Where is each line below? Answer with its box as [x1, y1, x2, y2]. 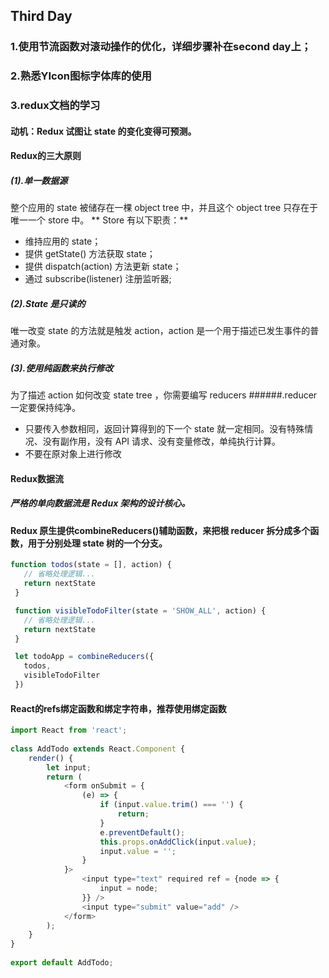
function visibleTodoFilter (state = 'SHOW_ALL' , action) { [14, 605, 267, 616]
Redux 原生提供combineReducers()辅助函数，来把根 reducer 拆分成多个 [10, 524, 311, 536]
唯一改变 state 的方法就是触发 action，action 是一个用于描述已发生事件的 [10, 325, 311, 337]
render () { [28, 753, 74, 763]
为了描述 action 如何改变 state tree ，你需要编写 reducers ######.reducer [10, 389, 318, 401]
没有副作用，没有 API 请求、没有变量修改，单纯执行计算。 [42, 435, 282, 448]
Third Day [10, 8, 73, 25]
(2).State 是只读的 [10, 297, 86, 309]
